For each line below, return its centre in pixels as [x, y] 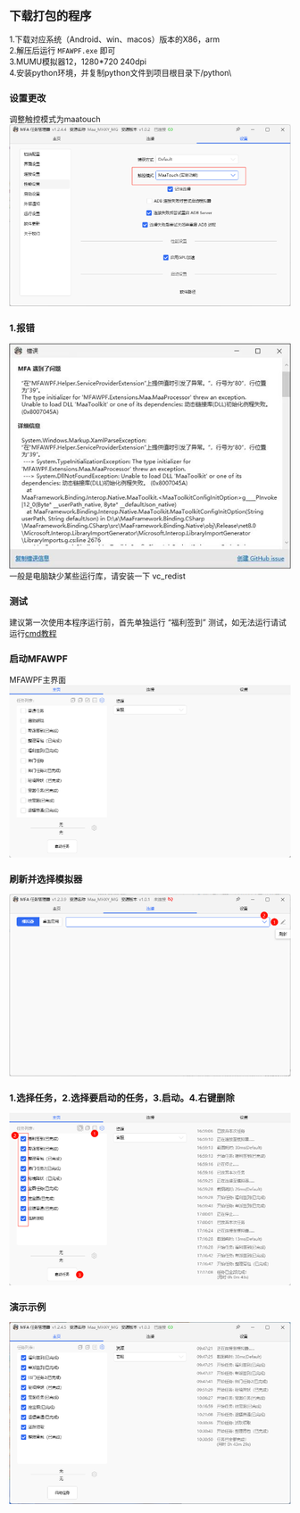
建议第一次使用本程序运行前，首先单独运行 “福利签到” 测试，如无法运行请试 [148, 622]
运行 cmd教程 [33, 633]
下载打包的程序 [50, 16]
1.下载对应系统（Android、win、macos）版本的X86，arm [115, 39]
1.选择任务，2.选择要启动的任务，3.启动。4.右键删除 [122, 1098]
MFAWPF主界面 [38, 680]
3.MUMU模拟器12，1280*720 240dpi [78, 62]
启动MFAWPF [39, 659]
